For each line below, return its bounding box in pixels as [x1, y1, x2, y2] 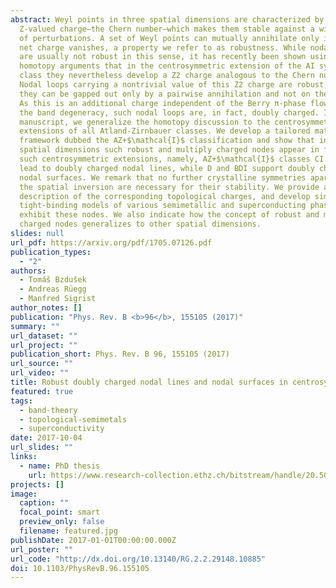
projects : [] [10, 479, 65, 490]
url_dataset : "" [10, 331, 78, 341]
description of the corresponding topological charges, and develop [19, 191, 311, 201]
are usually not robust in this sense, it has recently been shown [19, 52, 307, 62]
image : [10, 489, 38, 499]
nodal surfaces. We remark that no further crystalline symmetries [19, 172, 307, 183]
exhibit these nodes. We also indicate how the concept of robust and [19, 210, 320, 220]
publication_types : [10, 247, 92, 257]
